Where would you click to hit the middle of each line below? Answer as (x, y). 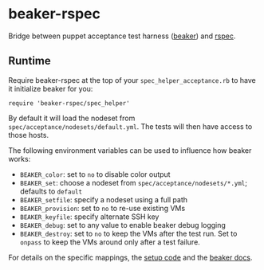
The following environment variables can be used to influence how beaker (130, 150)
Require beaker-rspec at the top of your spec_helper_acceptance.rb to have (132, 80)
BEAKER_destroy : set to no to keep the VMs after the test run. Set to (128, 233)
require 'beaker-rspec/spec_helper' (69, 103)
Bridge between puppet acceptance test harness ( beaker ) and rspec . (122, 36)
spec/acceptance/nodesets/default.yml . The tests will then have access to (130, 126)
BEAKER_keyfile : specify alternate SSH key (89, 217)
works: (20, 158)
